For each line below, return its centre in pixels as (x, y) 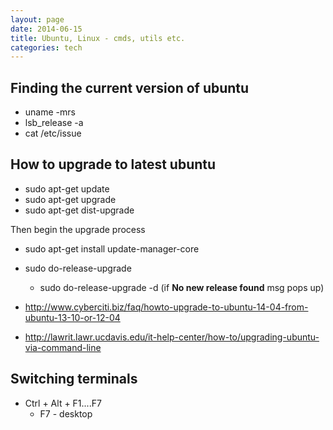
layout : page (37, 19)
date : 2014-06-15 (46, 29)
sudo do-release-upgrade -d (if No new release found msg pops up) (182, 287)
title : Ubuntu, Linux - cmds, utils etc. (98, 38)
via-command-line (63, 347)
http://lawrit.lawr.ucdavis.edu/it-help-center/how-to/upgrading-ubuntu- (172, 337)
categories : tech (46, 47)
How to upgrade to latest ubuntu (113, 164)
